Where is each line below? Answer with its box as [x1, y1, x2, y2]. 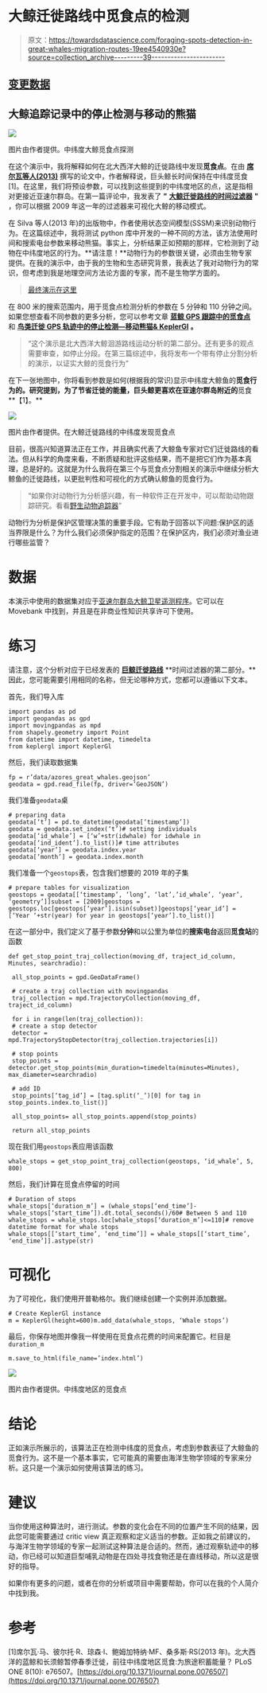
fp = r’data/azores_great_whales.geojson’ [8, 774, 151, 782]
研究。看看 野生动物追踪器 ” [34, 501, 122, 510]
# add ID [11, 1085, 41, 1093]
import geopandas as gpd [8, 715, 91, 723]
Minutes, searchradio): [8, 960, 87, 968]
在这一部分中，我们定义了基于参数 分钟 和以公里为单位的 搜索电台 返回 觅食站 [8, 926, 252, 936]
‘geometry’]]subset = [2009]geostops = [8, 898, 141, 906]
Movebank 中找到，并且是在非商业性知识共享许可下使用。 [8, 607, 198, 616]
